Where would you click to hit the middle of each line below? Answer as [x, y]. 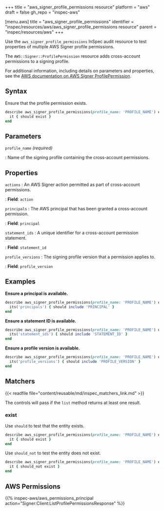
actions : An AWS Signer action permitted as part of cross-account [72, 184]
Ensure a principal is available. [37, 293]
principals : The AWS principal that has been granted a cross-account [76, 209]
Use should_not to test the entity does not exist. [53, 453]
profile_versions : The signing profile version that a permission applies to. [80, 257]
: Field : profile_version [29, 266]
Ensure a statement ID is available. [41, 321]
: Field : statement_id [26, 247]
